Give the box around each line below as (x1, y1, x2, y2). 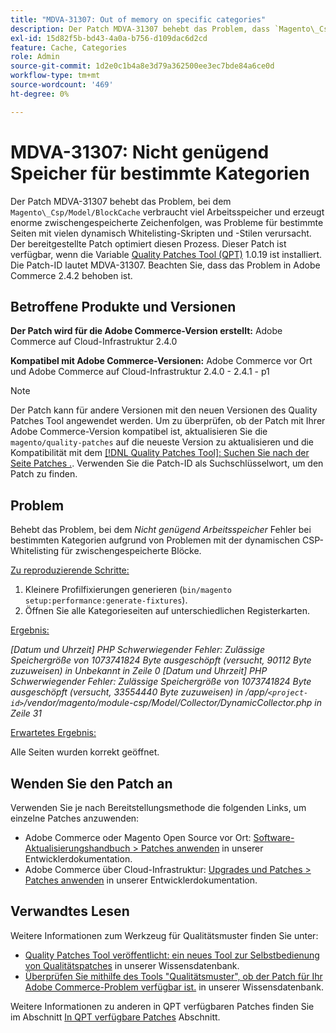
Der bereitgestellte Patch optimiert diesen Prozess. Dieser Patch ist (10, 237, 287, 250)
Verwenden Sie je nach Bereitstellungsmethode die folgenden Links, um (10, 802, 307, 813)
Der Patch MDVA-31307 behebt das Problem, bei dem (10, 195, 232, 207)
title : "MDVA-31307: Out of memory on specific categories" (10, 14, 267, 25)
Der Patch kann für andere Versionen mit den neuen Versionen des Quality (10, 404, 318, 416)
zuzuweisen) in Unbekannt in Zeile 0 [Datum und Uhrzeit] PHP (10, 665, 268, 677)
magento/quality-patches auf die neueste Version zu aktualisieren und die (10, 436, 315, 448)
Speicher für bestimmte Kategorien (10, 162, 310, 185)
